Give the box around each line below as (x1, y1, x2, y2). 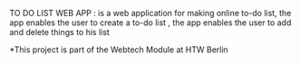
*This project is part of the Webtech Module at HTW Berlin (9, 44, 228, 55)
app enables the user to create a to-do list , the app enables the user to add (9, 17, 292, 28)
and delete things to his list (9, 27, 111, 37)
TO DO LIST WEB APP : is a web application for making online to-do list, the (9, 8, 292, 18)
